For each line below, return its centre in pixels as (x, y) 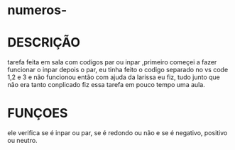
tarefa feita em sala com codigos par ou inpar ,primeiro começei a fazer (112, 62)
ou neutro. (22, 141)
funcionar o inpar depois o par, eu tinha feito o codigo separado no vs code (118, 70)
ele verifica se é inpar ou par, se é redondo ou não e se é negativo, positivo (117, 133)
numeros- (37, 10)
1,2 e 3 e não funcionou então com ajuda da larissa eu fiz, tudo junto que (114, 77)
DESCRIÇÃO (44, 43)
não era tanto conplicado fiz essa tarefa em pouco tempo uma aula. (106, 85)
